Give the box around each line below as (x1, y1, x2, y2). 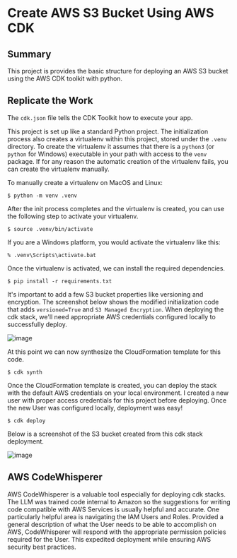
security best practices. (7, 542, 76, 551)
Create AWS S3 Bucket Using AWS (7, 5, 214, 21)
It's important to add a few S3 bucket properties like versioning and (7, 290, 204, 298)
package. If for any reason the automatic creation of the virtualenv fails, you (7, 157, 229, 165)
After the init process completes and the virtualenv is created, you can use (7, 204, 225, 213)
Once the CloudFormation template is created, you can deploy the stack (7, 381, 217, 389)
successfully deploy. (7, 320, 67, 328)
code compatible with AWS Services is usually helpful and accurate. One (7, 505, 219, 514)
